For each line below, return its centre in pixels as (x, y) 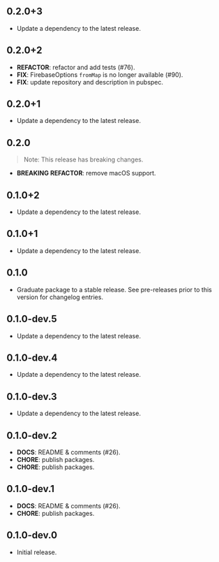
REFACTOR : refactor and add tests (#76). (76, 67)
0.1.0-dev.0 (32, 535)
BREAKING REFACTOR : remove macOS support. (86, 173)
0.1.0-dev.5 (32, 319)
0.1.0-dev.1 (31, 489)
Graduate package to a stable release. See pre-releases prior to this (114, 289)
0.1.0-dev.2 (32, 435)
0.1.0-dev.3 (32, 397)
